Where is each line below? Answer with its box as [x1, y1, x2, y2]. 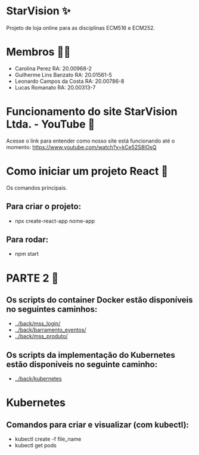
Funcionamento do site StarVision [6, 105, 178, 119]
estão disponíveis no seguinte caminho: [6, 359, 158, 369]
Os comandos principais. [6, 184, 67, 191]
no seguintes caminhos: [6, 304, 98, 314]
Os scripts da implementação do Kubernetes [6, 350, 176, 360]
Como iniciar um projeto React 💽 [6, 165, 169, 178]
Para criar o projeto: [6, 202, 82, 212]
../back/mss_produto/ [14, 333, 68, 340]
